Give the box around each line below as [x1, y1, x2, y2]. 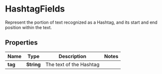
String [26, 61, 41, 68]
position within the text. [5, 24, 52, 30]
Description [58, 53, 87, 59]
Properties [5, 39, 38, 47]
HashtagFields [5, 3, 65, 15]
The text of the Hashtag [45, 61, 100, 68]
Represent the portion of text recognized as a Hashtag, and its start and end [5, 19, 158, 25]
